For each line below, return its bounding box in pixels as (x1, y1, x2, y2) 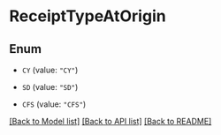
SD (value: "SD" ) (21, 82, 79, 92)
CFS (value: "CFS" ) (21, 99, 87, 109)
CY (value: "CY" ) (21, 64, 79, 75)
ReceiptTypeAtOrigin (9, 6, 166, 26)
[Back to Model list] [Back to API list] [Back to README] (9, 116, 212, 126)
